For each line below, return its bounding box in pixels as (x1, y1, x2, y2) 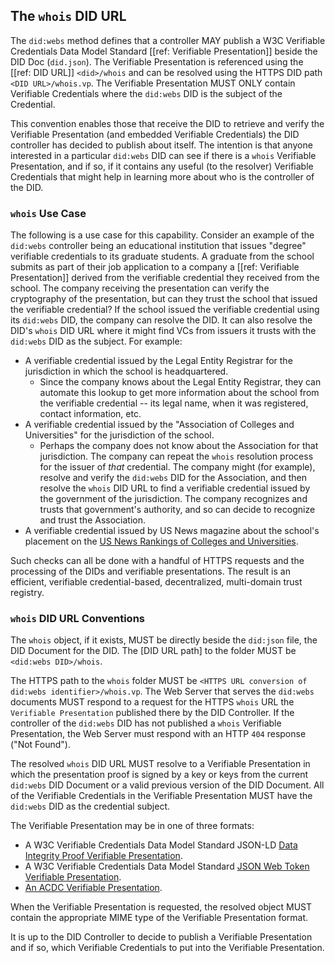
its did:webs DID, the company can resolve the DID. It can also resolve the (10, 314, 313, 326)
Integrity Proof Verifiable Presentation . (24, 850, 183, 862)
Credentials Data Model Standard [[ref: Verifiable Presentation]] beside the (10, 45, 318, 57)
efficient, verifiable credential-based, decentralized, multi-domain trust (10, 576, 303, 588)
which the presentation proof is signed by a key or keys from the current (10, 769, 309, 781)
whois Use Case (10, 206, 87, 220)
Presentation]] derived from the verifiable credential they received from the (10, 272, 320, 284)
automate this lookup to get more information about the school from (39, 387, 320, 399)
